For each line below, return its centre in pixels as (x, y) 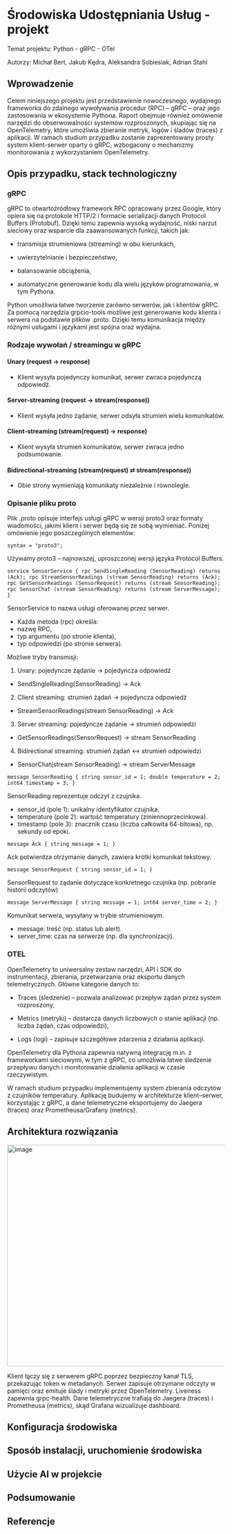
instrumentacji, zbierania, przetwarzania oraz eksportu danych (96, 977)
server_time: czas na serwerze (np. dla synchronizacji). (96, 936)
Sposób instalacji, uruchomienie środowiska (105, 1451)
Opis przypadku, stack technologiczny (92, 174)
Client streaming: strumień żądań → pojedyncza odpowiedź (102, 697)
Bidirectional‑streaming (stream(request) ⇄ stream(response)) (99, 470)
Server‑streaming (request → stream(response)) (78, 400)
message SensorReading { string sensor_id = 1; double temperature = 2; (114, 777)
